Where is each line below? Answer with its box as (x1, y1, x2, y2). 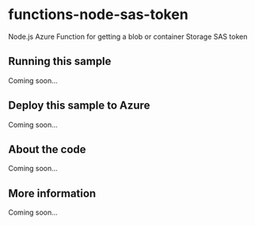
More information (8, 186, 97, 200)
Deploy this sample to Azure (8, 99, 150, 113)
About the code (8, 143, 86, 156)
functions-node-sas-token (8, 6, 188, 24)
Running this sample (8, 55, 112, 68)
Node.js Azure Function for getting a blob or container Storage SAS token (8, 32, 248, 41)
